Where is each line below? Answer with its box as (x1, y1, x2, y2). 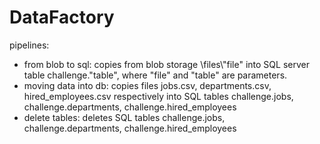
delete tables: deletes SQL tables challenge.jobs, (23, 111, 226, 123)
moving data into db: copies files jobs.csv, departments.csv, (23, 79, 272, 91)
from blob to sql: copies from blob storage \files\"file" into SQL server (23, 58, 310, 70)
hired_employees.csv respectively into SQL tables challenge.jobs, (23, 90, 294, 102)
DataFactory (9, 6, 115, 29)
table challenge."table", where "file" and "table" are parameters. (23, 69, 288, 81)
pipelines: (9, 39, 50, 51)
